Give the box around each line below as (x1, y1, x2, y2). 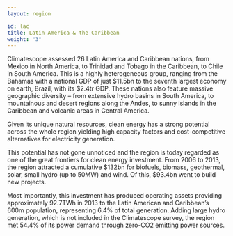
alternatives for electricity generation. (7, 135, 115, 143)
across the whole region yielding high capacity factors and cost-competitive (7, 127, 226, 136)
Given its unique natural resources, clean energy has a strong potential (7, 120, 210, 129)
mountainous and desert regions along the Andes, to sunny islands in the (7, 99, 217, 108)
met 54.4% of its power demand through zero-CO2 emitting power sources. (7, 221, 225, 230)
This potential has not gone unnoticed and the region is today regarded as (7, 148, 220, 157)
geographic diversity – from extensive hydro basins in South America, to (7, 92, 214, 100)
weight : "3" (7, 36, 42, 42)
